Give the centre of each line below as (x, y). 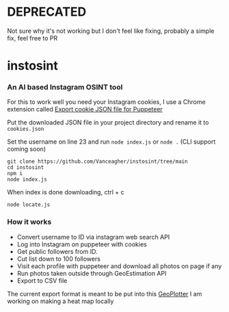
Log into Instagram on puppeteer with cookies (82, 244)
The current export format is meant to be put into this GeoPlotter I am (105, 294)
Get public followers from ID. (57, 251)
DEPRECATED (47, 12)
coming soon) (27, 149)
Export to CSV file (42, 281)
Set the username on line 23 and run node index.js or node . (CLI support (111, 142)
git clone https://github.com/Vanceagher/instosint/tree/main (97, 161)
